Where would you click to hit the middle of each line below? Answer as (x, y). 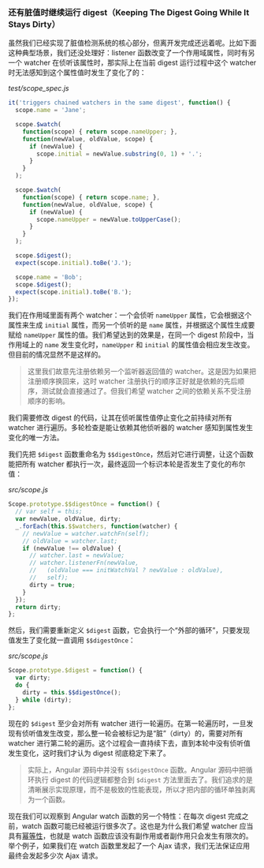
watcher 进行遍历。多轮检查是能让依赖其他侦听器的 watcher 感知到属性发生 (131, 428)
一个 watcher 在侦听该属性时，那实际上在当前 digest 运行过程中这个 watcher (132, 63)
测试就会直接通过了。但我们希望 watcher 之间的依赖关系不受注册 (147, 391)
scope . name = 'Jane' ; (51, 110)
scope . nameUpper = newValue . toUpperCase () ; (109, 219)
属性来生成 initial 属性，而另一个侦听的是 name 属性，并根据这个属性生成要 (132, 325)
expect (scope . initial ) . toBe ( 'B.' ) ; (74, 292)
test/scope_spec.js (39, 88)
